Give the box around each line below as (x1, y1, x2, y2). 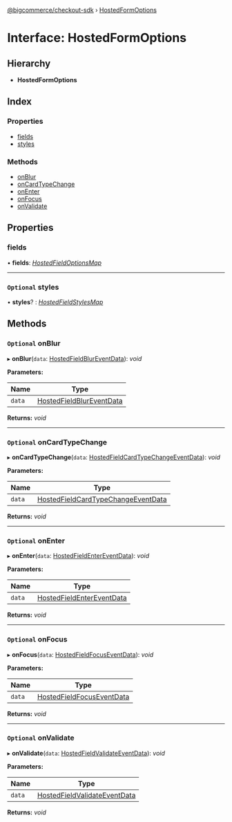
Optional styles (7, 282, 59, 292)
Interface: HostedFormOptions (7, 30, 187, 46)
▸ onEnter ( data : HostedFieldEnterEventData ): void (7, 552, 150, 560)
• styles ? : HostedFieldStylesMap (7, 297, 104, 306)
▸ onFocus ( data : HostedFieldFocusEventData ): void (7, 650, 154, 659)
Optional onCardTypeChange (7, 437, 108, 447)
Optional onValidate (7, 733, 75, 742)
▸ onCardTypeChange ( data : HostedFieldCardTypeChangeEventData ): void (7, 453, 221, 461)
